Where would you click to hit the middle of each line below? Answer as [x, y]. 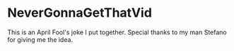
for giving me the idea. [40, 39]
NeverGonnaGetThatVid [80, 13]
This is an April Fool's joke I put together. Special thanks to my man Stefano [117, 32]
